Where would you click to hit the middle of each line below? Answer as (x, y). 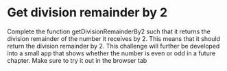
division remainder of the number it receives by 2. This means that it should (114, 38)
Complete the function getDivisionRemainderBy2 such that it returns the (109, 31)
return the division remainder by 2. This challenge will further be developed (113, 46)
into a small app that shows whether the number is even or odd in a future (111, 53)
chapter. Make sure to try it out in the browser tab (77, 60)
